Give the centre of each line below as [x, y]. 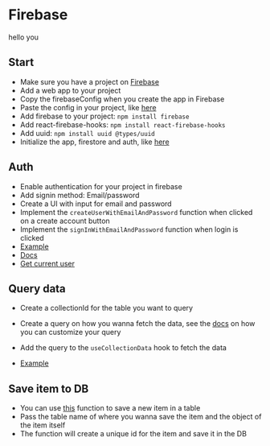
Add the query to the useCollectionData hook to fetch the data [123, 348]
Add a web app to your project [70, 90]
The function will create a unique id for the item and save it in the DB [133, 434]
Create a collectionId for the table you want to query [106, 308]
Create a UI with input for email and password [96, 204]
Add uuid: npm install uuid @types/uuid [87, 133]
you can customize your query [70, 332]
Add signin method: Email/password [80, 195]
